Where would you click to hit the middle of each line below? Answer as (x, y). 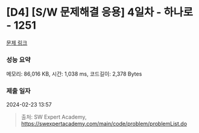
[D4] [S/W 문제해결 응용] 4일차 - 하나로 (100, 12)
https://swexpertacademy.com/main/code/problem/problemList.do (104, 123)
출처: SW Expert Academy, (54, 117)
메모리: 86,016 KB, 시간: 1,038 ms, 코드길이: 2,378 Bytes (74, 74)
